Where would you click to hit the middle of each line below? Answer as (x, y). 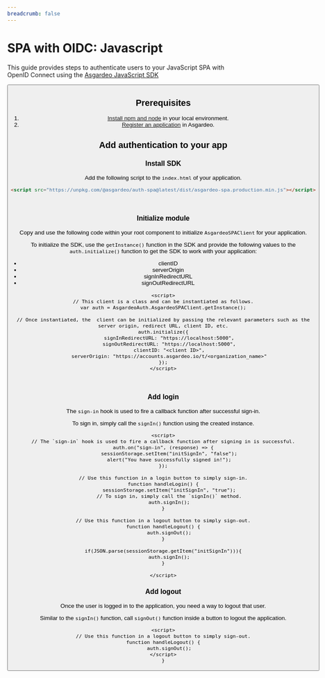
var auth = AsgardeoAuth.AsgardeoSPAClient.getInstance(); (163, 307)
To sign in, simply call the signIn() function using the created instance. (163, 423)
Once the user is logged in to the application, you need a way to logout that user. (163, 606)
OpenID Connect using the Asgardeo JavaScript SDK (83, 74)
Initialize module (163, 218)
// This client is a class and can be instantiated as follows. (163, 301)
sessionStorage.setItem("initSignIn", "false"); (169, 454)
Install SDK (164, 163)
